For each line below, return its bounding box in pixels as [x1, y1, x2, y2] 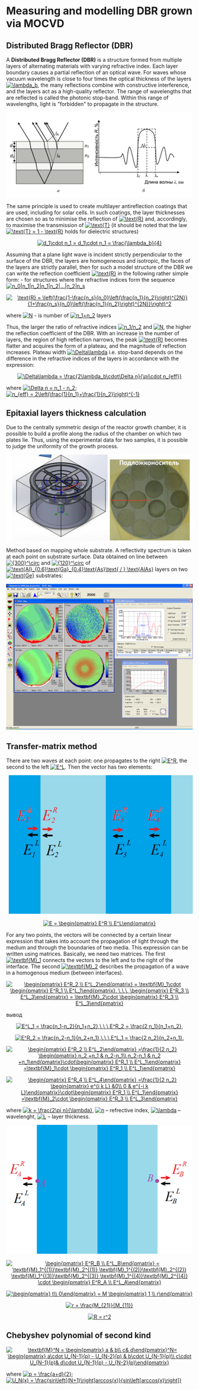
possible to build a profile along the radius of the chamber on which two [6, 430, 182, 438]
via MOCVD [6, 17, 65, 30]
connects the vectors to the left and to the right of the [42, 957, 174, 964]
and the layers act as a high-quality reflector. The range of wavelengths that [6, 88, 192, 95]
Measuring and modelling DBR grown [6, 4, 193, 18]
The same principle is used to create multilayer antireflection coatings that [6, 203, 188, 210]
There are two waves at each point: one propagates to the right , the [6, 757, 188, 765]
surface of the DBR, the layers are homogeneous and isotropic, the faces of [6, 257, 191, 265]
